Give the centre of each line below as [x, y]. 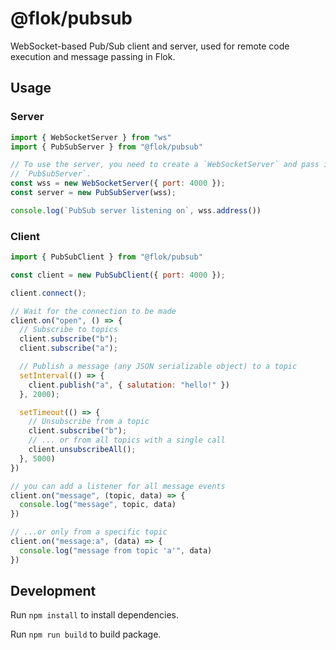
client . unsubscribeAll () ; [82, 450]
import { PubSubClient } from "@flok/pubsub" [106, 257]
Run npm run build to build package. [86, 634]
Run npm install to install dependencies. [94, 615]
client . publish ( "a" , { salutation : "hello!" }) [129, 385]
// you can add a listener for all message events [118, 486]
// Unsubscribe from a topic [89, 422]
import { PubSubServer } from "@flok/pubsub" [106, 147]
